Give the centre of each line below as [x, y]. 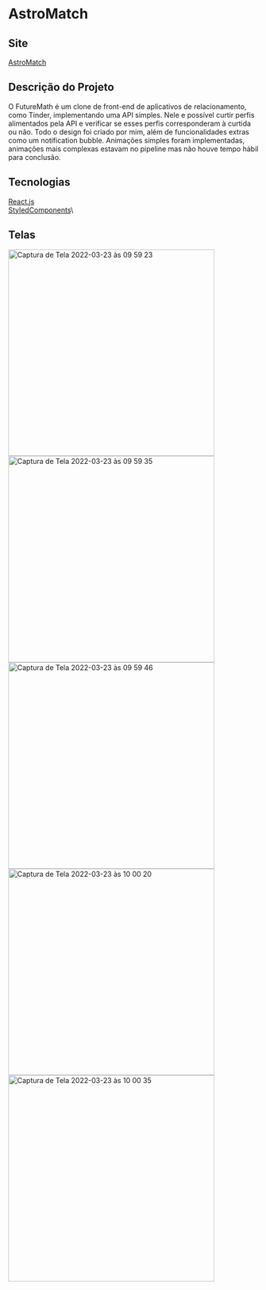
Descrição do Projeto [61, 87]
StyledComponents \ [41, 210]
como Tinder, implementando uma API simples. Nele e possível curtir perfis [131, 115]
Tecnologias [39, 183]
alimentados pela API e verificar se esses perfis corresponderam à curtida [130, 123]
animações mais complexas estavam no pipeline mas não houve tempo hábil [133, 149]
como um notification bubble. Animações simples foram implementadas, [126, 140]
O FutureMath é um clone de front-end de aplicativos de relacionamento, [127, 106]
